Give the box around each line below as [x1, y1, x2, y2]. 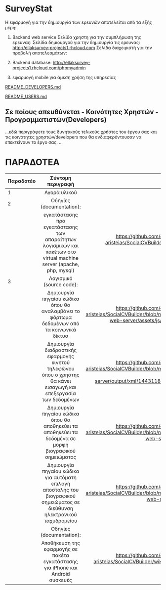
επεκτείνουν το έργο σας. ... [5, 139, 63, 145]
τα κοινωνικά [45, 326, 77, 333]
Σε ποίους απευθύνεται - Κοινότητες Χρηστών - [5, 108, 159, 116]
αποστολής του [42, 486, 79, 493]
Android [51, 570, 70, 577]
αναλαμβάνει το [41, 308, 80, 315]
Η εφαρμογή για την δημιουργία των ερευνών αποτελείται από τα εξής [5, 19, 152, 25]
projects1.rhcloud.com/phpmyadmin [12, 65, 86, 71]
